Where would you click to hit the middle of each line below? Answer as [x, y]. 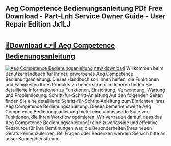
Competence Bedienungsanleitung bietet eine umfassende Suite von [77, 112]
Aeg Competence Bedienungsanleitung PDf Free [84, 8]
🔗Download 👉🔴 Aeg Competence [60, 45]
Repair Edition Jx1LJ [38, 24]
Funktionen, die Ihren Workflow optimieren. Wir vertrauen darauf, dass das [84, 117]
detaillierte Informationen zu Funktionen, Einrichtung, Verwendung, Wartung [85, 90]
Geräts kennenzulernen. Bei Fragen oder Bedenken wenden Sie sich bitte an [86, 133]
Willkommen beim [145, 68]
